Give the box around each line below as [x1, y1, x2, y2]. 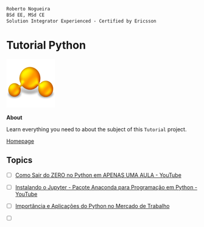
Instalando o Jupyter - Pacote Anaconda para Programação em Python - [15, 183, 198, 191]
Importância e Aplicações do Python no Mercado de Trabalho [15, 202, 170, 209]
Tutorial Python [6, 38, 86, 52]
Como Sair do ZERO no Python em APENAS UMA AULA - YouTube [15, 171, 181, 179]
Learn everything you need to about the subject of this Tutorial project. [6, 125, 187, 133]
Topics [6, 155, 33, 165]
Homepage [6, 137, 35, 145]
